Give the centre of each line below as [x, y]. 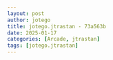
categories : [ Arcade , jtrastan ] [53, 39]
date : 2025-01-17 [32, 33]
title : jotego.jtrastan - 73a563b [57, 26]
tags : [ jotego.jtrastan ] [43, 46]
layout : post [26, 13]
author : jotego [29, 20]
